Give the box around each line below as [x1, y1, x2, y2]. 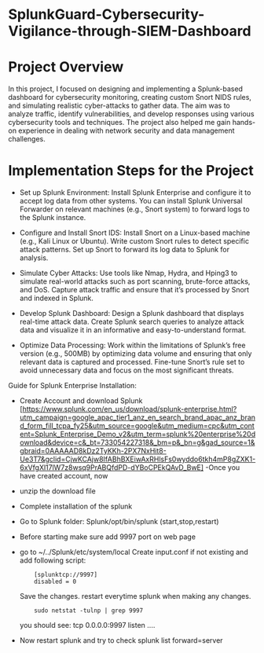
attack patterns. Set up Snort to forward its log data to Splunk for [19, 245, 230, 255]
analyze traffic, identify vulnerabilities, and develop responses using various [8, 109, 255, 119]
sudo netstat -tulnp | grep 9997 [34, 607, 144, 614]
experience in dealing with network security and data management [18, 126, 235, 135]
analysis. [19, 253, 49, 262]
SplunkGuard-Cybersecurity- [8, 6, 205, 24]
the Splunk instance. [19, 213, 86, 222]
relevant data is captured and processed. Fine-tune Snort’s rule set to [19, 358, 245, 367]
